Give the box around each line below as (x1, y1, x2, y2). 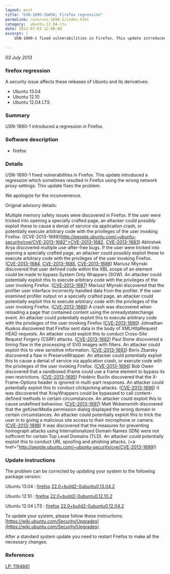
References (5, 552, 34, 559)
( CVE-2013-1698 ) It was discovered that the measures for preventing (5, 422, 149, 428)
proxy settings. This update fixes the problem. (5, 182, 101, 188)
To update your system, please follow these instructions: (5, 513, 123, 519)
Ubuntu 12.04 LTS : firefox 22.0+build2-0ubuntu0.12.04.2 (5, 503, 124, 509)
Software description (5, 136, 59, 143)
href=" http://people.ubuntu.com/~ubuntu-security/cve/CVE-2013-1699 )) (5, 444, 157, 450)
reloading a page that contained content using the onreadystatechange (5, 309, 154, 315)
